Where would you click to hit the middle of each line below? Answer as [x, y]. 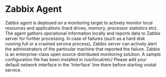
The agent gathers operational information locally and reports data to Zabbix [83, 33]
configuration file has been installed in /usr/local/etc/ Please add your [76, 59]
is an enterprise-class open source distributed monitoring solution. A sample [83, 54]
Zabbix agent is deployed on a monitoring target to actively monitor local [79, 23]
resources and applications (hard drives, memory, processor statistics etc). [82, 28]
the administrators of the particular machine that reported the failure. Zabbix [83, 49]
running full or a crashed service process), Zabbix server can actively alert [81, 43]
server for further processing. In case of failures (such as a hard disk [75, 38]
